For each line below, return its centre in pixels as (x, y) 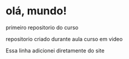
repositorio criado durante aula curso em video (64, 39)
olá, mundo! (36, 11)
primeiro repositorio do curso (42, 27)
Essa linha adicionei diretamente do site (55, 50)
